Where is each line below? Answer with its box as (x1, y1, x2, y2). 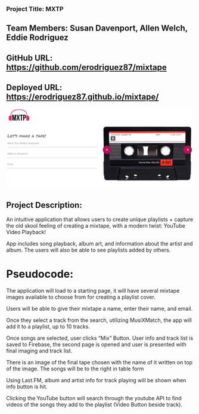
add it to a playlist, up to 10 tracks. (6, 323, 91, 330)
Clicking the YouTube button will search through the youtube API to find (6, 394, 182, 401)
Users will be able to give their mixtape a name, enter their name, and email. (6, 305, 193, 312)
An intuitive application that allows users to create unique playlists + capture (6, 216, 194, 223)
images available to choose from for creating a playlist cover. (6, 293, 156, 300)
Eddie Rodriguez (6, 32, 69, 43)
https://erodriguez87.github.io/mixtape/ (6, 92, 159, 102)
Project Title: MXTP (6, 5, 64, 13)
